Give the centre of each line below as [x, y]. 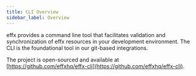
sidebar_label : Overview [38, 18]
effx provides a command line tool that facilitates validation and [86, 35]
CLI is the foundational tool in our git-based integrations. [77, 48]
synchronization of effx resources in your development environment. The [98, 41]
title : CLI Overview [33, 12]
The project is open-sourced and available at [63, 60]
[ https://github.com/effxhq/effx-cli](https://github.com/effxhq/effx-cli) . [96, 66]
